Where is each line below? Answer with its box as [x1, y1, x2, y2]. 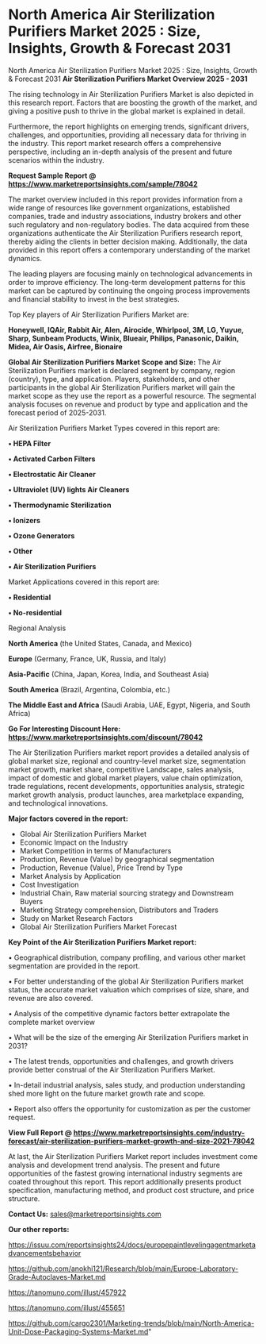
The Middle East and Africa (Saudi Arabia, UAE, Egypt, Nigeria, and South [8, 700, 251, 710]
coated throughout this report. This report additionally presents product [8, 1176, 241, 1186]
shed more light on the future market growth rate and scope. [8, 1088, 206, 1098]
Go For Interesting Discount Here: [8, 724, 121, 734]
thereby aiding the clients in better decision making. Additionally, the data [8, 237, 248, 246]
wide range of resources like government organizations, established [8, 202, 230, 212]
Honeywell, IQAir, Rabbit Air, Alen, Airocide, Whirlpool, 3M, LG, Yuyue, [8, 325, 244, 334]
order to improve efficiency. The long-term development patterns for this [8, 277, 245, 287]
